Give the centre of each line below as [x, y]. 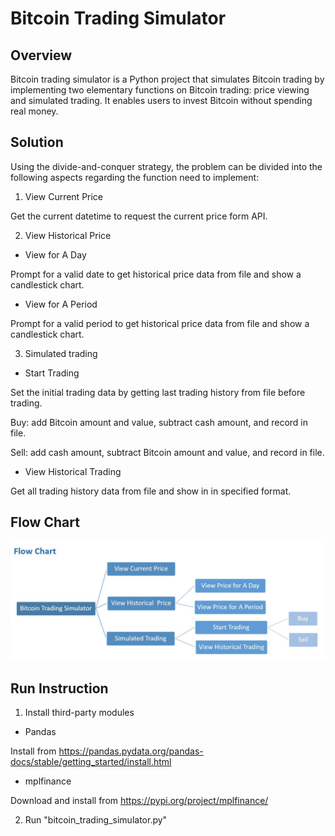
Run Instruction [59, 688]
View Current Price [64, 196]
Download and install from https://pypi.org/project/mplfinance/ [139, 801]
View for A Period [61, 304]
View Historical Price [68, 235]
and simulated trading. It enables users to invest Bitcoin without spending [161, 100]
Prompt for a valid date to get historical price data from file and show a [156, 274]
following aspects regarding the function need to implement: [135, 177]
